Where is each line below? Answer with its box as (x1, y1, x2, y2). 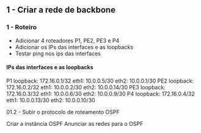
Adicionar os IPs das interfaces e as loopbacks (15, 43, 133, 50)
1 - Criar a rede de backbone (6, 5, 116, 15)
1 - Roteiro (6, 23, 37, 32)
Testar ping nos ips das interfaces (15, 50, 101, 57)
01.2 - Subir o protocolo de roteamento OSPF (6, 108, 120, 115)
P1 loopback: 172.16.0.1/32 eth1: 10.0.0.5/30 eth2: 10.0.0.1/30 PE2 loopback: (6, 77, 194, 84)
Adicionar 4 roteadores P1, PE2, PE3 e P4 (15, 36, 120, 44)
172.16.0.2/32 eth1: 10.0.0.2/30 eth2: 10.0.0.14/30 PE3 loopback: (6, 83, 166, 90)
